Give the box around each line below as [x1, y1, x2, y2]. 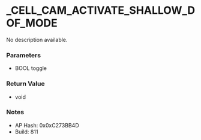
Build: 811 [14, 128, 38, 135]
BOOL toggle [14, 65, 47, 72]
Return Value [6, 80, 45, 88]
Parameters [6, 51, 41, 59]
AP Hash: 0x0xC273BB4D [14, 121, 79, 129]
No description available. [6, 36, 68, 43]
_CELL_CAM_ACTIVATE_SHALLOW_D [6, 4, 196, 17]
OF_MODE [6, 16, 58, 30]
